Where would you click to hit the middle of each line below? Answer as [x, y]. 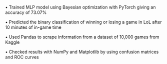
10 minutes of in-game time [33, 27]
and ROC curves [22, 57]
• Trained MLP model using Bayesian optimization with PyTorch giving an [80, 7]
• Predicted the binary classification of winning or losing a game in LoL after [83, 22]
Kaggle [12, 42]
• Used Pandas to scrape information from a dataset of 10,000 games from [82, 37]
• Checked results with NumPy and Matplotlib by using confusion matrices [82, 52]
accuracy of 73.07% [26, 12]
